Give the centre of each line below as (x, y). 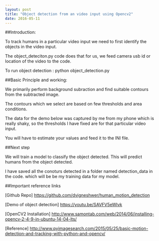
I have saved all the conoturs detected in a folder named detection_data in (79, 171)
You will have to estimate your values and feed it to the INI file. (67, 138)
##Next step (17, 148)
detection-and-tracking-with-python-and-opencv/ (55, 234)
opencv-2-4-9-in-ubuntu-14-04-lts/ (41, 219)
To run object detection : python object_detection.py (57, 71)
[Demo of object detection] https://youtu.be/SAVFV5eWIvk (64, 205)
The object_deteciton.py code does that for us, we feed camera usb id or (78, 56)
